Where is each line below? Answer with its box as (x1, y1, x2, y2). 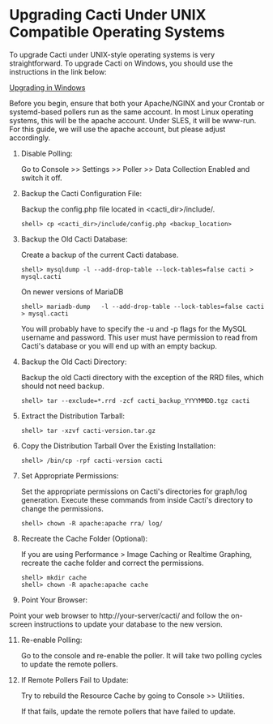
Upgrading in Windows (9, 83, 86, 92)
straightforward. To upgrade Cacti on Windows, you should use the (9, 58, 233, 68)
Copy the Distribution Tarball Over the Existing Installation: (20, 440, 216, 451)
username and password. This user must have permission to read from (20, 332, 258, 342)
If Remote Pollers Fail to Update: (20, 675, 129, 684)
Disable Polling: (20, 148, 73, 158)
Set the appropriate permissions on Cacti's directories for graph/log (20, 486, 248, 496)
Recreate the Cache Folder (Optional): (20, 533, 148, 543)
